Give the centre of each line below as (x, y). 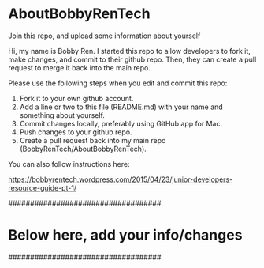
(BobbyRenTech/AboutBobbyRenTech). (83, 149)
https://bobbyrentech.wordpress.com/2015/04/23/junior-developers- (121, 179)
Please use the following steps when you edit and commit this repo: (118, 83)
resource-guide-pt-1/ (43, 187)
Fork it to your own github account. (76, 98)
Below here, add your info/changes (125, 235)
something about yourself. (62, 115)
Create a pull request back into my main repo (93, 140)
